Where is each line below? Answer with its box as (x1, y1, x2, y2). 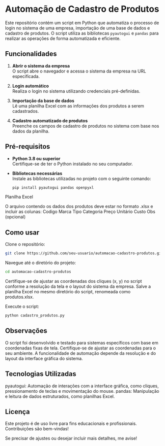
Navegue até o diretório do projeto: (5, 260, 76, 266)
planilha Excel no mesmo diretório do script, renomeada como (5, 289, 131, 294)
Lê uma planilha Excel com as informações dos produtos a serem (12, 103, 144, 109)
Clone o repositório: (5, 241, 45, 247)
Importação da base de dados (12, 98, 75, 103)
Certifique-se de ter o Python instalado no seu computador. (12, 161, 133, 167)
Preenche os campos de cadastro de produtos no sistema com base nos (12, 123, 160, 129)
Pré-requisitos (5, 142, 51, 151)
